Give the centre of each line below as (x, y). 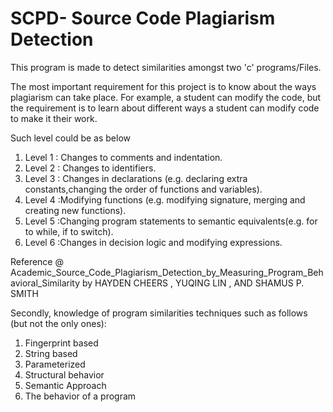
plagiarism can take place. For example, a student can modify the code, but (166, 97)
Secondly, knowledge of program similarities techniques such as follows (159, 313)
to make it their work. (54, 118)
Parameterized (55, 364)
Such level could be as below (70, 138)
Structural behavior (64, 374)
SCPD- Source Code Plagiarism (143, 18)
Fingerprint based (61, 343)
